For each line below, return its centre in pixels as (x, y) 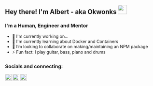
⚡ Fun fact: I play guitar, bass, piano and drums (59, 52)
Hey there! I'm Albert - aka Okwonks (61, 12)
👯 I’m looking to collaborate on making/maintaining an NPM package (80, 46)
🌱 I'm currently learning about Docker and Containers (65, 41)
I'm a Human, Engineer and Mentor (47, 26)
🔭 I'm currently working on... (40, 36)
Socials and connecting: (34, 66)
